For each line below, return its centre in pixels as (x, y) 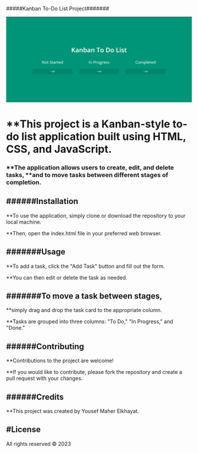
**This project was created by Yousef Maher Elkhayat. (73, 411)
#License (24, 430)
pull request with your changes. (44, 378)
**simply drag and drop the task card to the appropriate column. (84, 310)
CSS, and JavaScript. (59, 149)
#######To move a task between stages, (84, 296)
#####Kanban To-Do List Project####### (58, 9)
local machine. (24, 222)
